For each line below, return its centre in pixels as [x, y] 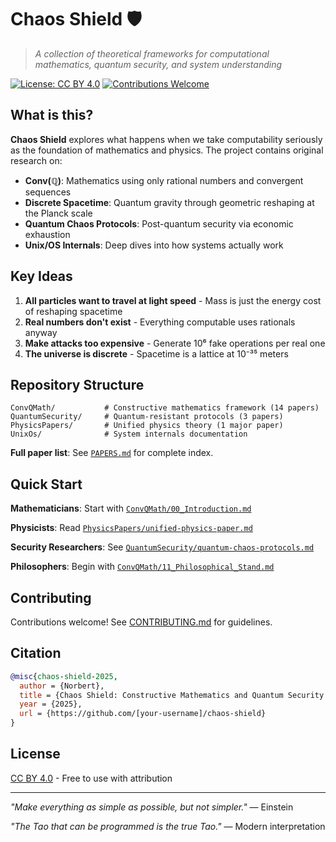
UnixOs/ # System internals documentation [129, 434]
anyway [41, 332]
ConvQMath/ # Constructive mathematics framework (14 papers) [165, 408]
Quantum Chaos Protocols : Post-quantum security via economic [159, 223]
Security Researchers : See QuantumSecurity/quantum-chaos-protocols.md [162, 547]
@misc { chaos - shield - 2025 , [64, 676]
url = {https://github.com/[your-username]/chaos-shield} [143, 714]
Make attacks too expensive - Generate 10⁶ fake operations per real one [175, 343]
